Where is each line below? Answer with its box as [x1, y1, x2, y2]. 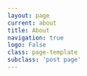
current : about [7, 19, 57, 27]
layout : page [7, 11, 50, 20]
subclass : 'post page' [7, 56, 82, 64]
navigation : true [7, 33, 64, 42]
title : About [7, 26, 50, 34]
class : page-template [7, 48, 78, 56]
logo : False [7, 41, 46, 49]
